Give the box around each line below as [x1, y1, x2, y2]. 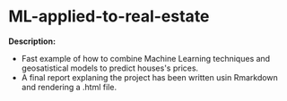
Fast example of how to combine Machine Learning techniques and [21, 53, 271, 63]
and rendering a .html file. [21, 81, 117, 92]
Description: [8, 36, 56, 46]
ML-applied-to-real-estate [8, 6, 210, 27]
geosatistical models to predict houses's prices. [21, 63, 199, 73]
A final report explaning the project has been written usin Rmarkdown [21, 72, 279, 82]
